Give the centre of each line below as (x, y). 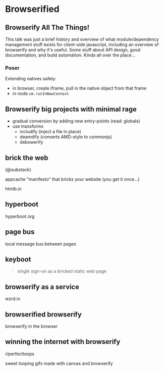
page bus (20, 232)
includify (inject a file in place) (51, 132)
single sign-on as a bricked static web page (62, 271)
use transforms (28, 126)
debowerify (31, 142)
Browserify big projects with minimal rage (71, 109)
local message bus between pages (41, 244)
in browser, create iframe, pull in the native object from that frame (80, 88)
